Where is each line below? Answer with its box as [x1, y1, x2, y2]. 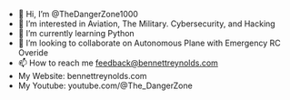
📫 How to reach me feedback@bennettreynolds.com [17, 57, 218, 68]
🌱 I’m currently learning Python [17, 28, 135, 38]
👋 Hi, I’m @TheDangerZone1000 [17, 9, 139, 19]
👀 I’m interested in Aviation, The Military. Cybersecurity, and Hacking [17, 18, 275, 29]
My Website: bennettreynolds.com [17, 71, 147, 81]
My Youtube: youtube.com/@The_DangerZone [17, 80, 193, 91]
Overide [17, 47, 48, 58]
